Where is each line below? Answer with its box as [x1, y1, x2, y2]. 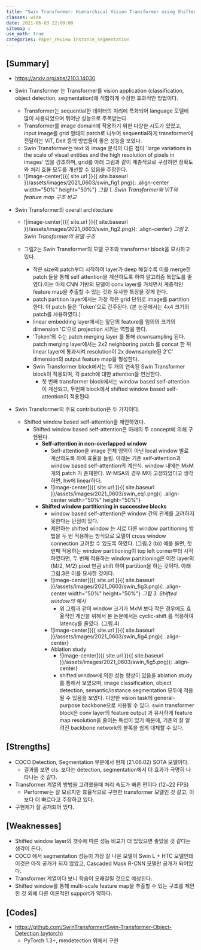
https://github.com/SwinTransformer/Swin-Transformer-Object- [14, 924, 172, 931]
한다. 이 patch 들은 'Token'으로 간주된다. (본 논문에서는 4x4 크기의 [32, 303, 190, 310]
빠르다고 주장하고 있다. [41, 796, 95, 803]
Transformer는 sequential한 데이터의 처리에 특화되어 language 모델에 [23, 107, 189, 114]
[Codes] [6, 908, 37, 918]
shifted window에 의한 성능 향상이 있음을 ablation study [59, 671, 193, 679]
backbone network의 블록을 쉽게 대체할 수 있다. [71, 724, 184, 731]
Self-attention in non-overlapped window [41, 440, 147, 447]
